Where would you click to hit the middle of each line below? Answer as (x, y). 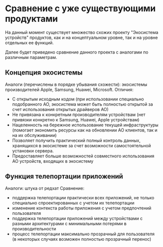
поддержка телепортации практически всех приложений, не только (83, 197)
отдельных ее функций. (29, 42)
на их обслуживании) (34, 135)
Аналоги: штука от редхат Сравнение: (45, 188)
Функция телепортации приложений (64, 177)
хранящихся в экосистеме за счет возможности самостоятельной (81, 145)
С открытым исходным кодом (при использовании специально (78, 99)
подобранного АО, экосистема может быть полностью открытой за (82, 104)
